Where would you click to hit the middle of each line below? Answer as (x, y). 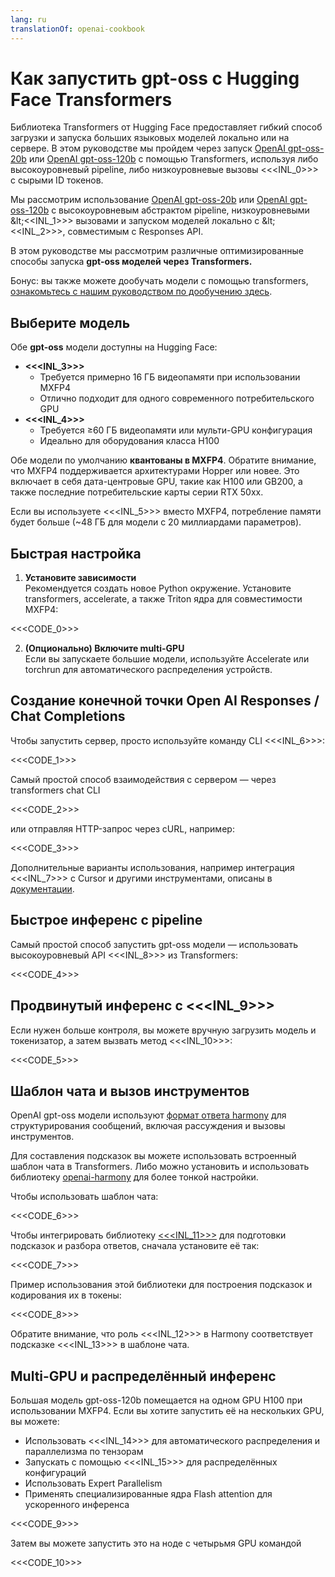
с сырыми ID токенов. (57, 180)
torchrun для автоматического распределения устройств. (148, 670)
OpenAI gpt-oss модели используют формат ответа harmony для (148, 1115)
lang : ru (28, 19)
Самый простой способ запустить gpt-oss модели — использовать (154, 944)
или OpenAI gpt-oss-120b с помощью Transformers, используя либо (173, 159)
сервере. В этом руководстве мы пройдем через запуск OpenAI (148, 148)
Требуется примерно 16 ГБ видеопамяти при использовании (170, 377)
